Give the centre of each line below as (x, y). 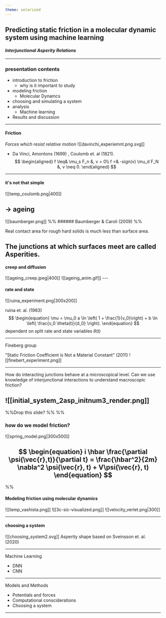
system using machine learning (55, 38)
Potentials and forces (34, 595)
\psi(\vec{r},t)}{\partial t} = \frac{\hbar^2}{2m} (83, 460)
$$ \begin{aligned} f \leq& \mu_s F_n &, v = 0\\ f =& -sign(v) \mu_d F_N (87, 161)
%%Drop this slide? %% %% (35, 412)
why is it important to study (47, 85)
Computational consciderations (44, 600)
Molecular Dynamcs (40, 96)
